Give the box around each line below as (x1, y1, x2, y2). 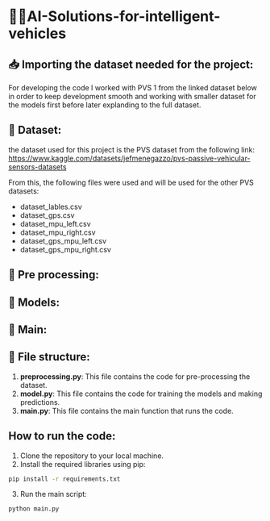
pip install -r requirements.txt (8, 475, 121, 483)
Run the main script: (19, 490, 87, 499)
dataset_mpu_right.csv (19, 227, 96, 237)
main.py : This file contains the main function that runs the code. (19, 406, 234, 415)
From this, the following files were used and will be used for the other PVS (8, 177, 254, 187)
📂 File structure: (8, 350, 90, 364)
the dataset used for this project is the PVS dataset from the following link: (8, 144, 255, 154)
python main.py (8, 505, 60, 513)
